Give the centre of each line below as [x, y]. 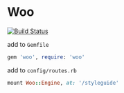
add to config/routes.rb [42, 70]
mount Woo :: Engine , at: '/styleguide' [63, 83]
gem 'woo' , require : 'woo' [46, 57]
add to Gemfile [28, 44]
